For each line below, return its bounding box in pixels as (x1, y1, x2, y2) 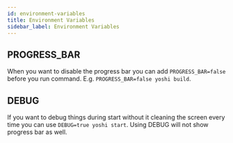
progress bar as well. (7, 128, 67, 136)
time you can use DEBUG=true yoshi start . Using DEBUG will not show (7, 121, 209, 128)
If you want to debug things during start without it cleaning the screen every (7, 113, 225, 121)
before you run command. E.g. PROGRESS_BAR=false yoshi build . (7, 74, 191, 83)
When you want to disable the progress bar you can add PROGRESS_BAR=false (7, 67, 226, 76)
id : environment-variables (7, 10, 86, 17)
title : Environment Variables (7, 17, 95, 24)
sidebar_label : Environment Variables (7, 23, 120, 30)
